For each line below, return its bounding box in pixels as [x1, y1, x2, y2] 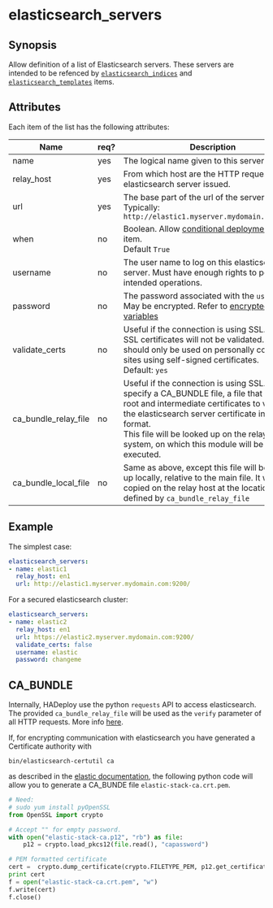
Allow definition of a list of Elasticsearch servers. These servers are [8, 59, 234, 69]
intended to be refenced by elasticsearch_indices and [8, 68, 193, 78]
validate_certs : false [15, 641, 93, 649]
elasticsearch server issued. [123, 178, 231, 189]
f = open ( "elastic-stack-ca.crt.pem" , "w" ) [8, 878, 158, 886]
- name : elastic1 [8, 565, 67, 573]
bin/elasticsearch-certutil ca [8, 758, 115, 766]
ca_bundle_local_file [12, 477, 90, 489]
